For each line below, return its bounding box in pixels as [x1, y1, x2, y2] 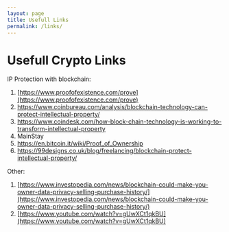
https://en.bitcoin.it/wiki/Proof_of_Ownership [16, 139, 144, 148]
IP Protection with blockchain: [7, 75, 91, 83]
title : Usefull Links [7, 16, 69, 23]
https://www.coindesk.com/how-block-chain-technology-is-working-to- [16, 117, 222, 126]
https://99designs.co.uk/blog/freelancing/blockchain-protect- [16, 147, 192, 155]
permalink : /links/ [7, 23, 63, 30]
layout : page [7, 10, 45, 17]
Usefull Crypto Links [7, 52, 126, 68]
